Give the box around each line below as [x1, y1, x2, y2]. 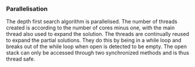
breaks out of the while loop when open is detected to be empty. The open [6, 43, 187, 50]
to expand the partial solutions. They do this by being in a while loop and [6, 37, 182, 44]
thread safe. [6, 55, 35, 63]
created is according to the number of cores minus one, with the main [6, 24, 175, 31]
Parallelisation [6, 5, 48, 13]
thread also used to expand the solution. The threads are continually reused [6, 31, 190, 38]
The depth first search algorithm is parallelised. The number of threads [6, 18, 178, 25]
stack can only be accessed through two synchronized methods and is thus [6, 49, 190, 56]
